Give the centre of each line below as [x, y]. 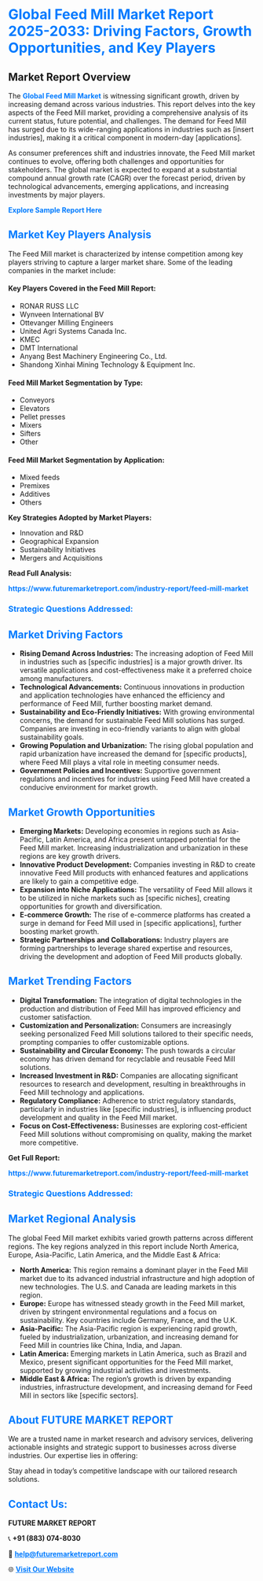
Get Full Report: [34, 1157]
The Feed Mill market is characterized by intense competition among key [126, 254]
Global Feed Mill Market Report [111, 15]
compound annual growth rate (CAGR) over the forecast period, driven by [127, 178]
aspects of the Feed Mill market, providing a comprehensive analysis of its [128, 113]
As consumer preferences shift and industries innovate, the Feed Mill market [131, 153]
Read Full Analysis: [40, 573]
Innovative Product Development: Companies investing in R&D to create [137, 865]
